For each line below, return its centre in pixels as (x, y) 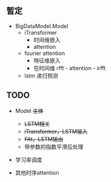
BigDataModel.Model (41, 26)
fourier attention (45, 53)
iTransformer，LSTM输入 (56, 131)
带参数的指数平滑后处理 (54, 147)
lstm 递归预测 (41, 76)
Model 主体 (29, 111)
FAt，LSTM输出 (44, 139)
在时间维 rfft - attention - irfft (70, 68)
